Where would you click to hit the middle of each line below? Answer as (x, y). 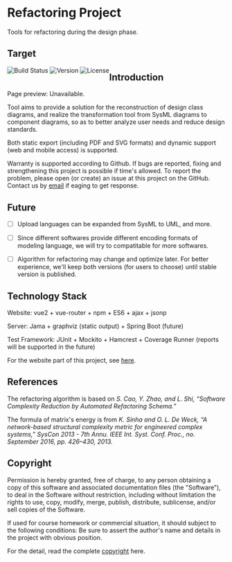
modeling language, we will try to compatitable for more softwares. (113, 246)
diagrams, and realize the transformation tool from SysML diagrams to (107, 115)
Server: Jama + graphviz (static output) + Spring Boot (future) (96, 326)
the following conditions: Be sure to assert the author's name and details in (114, 530)
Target (22, 54)
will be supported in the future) (51, 347)
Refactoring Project (64, 13)
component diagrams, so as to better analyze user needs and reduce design (116, 122)
